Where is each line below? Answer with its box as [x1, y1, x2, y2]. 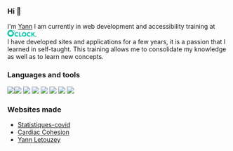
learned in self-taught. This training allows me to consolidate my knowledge [7, 45, 227, 53]
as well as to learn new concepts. [7, 53, 104, 61]
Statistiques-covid [17, 120, 71, 129]
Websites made [7, 105, 62, 114]
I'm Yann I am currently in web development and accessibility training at [7, 22, 215, 31]
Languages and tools [7, 70, 81, 80]
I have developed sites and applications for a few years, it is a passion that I [7, 38, 226, 46]
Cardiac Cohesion [17, 128, 70, 136]
